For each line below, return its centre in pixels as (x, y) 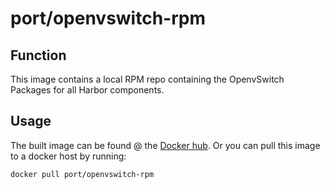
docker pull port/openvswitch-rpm (82, 174)
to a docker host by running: (68, 156)
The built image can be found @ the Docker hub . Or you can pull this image (165, 145)
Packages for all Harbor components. (87, 90)
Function (38, 55)
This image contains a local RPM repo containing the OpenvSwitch (147, 79)
